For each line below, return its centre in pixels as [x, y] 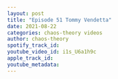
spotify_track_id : [33, 45]
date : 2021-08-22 [32, 26]
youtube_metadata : [33, 65]
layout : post [26, 13]
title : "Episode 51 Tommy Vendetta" [59, 20]
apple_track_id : [30, 58]
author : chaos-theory [38, 39]
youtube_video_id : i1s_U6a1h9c [52, 52]
